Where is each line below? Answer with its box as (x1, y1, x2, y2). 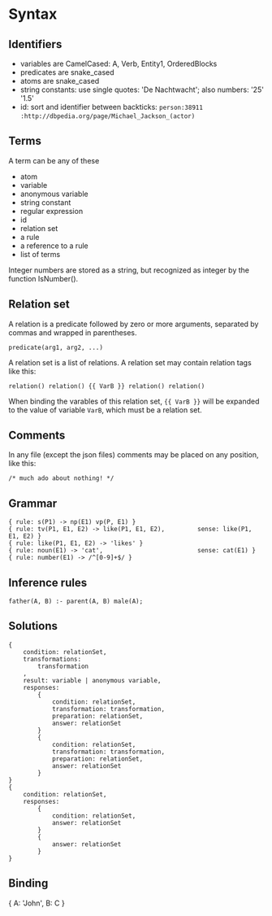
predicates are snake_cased (19, 68, 115, 77)
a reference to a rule (19, 241, 89, 251)
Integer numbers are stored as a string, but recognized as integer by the (8, 265, 250, 275)
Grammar (8, 496, 58, 510)
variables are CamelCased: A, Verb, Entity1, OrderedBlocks (19, 59, 218, 68)
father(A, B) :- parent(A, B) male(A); (8, 597, 144, 606)
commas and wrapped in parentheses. (8, 327, 137, 338)
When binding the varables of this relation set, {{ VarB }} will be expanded (8, 396, 260, 406)
